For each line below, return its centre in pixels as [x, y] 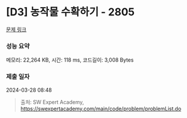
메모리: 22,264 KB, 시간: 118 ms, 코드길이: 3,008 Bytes [70, 60]
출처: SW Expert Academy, [52, 102]
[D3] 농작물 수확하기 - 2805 [70, 12]
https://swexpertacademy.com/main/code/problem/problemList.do [101, 109]
